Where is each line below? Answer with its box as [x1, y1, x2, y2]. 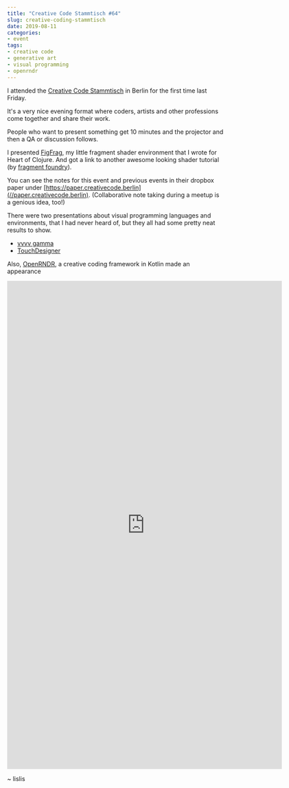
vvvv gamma [16, 239, 54, 247]
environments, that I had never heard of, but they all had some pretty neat [7, 218, 216, 227]
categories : [7, 29, 41, 36]
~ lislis [7, 774, 25, 783]
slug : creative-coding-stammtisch [7, 16, 106, 23]
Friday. [7, 93, 27, 102]
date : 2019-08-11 [7, 23, 57, 30]
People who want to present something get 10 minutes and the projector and [7, 128, 224, 136]
